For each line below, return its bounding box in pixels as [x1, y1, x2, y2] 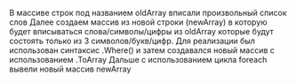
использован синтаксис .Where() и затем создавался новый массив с [9, 45, 276, 56]
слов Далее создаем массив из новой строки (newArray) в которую [9, 17, 268, 27]
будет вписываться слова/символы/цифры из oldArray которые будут [9, 26, 274, 36]
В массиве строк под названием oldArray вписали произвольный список [9, 8, 287, 18]
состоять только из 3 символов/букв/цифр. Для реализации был [9, 35, 256, 46]
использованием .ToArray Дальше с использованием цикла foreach [9, 55, 268, 64]
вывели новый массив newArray [9, 64, 132, 74]
